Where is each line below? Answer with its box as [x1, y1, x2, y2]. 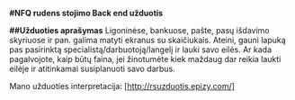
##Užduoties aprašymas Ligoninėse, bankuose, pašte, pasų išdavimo [9, 25, 270, 35]
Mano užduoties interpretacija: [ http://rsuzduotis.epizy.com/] [9, 81, 236, 91]
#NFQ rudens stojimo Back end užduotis [9, 8, 164, 18]
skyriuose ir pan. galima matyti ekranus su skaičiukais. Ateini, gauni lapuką [9, 35, 286, 45]
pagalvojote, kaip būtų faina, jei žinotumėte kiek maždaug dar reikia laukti [9, 54, 282, 64]
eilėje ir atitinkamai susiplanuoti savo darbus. [9, 63, 175, 74]
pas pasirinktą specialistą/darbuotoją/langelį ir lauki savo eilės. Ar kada [9, 44, 273, 55]
